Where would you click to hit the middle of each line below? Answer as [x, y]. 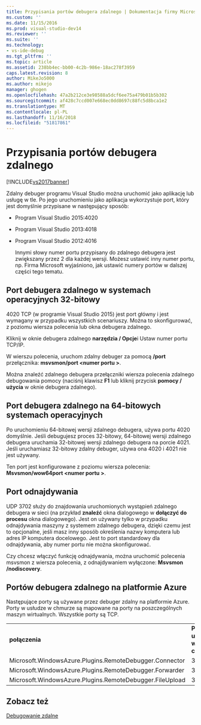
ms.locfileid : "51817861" [38, 123]
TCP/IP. [16, 345]
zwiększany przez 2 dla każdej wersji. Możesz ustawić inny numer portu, [105, 259]
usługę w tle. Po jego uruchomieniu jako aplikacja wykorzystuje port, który [98, 200]
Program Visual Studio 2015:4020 [56, 218]
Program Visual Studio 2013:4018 [56, 229]
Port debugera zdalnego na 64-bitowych [84, 406]
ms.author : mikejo [29, 84]
